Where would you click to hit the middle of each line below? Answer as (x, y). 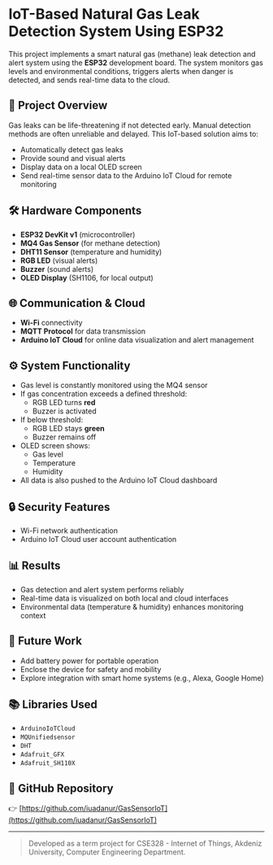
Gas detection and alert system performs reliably (102, 589)
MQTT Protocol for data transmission (83, 331)
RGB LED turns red (64, 403)
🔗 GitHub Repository (61, 788)
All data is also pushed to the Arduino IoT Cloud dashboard (119, 480)
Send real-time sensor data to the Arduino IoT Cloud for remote (126, 175)
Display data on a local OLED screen (81, 167)
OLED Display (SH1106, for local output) (87, 277)
